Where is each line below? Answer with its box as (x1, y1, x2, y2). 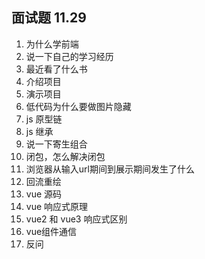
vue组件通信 (25, 225, 78, 237)
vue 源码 (25, 188, 63, 200)
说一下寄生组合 (25, 138, 88, 150)
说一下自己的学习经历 (25, 50, 114, 62)
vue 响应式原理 (25, 200, 89, 212)
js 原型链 (25, 113, 63, 125)
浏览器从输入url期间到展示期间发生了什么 (25, 163, 195, 175)
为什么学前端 (25, 38, 79, 50)
